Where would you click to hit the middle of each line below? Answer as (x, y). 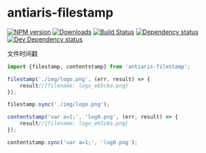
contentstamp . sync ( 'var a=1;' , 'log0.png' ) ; (72, 142)
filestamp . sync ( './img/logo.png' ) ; (59, 105)
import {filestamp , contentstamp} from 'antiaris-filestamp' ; (99, 66)
